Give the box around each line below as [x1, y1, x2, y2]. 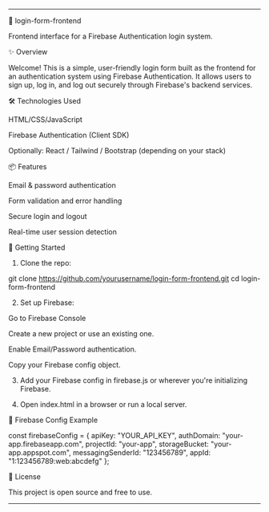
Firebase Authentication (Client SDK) [8, 130, 130, 140]
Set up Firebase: [19, 298, 74, 307]
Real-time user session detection [8, 227, 118, 237]
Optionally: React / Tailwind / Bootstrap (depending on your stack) [8, 146, 227, 155]
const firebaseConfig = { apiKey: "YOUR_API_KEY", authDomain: [8, 431, 221, 440]
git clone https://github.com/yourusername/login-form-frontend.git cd [8, 274, 240, 283]
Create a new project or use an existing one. [8, 329, 155, 338]
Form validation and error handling [8, 196, 122, 205]
